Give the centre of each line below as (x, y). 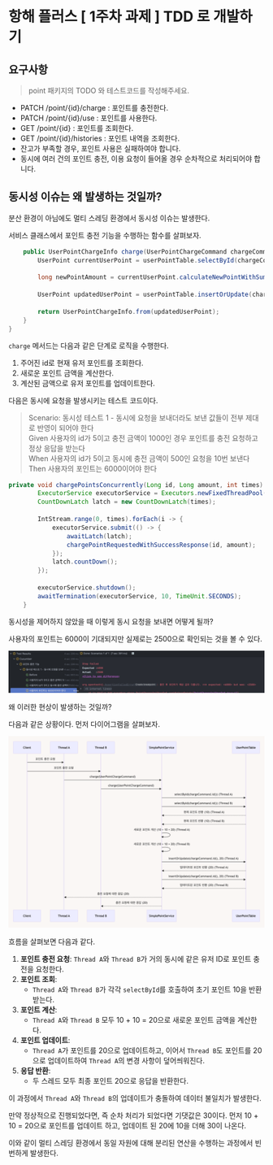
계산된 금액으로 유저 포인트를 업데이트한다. (88, 383)
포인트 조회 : (39, 980)
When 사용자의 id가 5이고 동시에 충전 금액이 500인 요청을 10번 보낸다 (139, 458)
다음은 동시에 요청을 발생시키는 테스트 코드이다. (83, 400)
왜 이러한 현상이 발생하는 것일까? (60, 707)
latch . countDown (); (84, 562)
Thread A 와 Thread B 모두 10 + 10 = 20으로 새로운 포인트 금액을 (134, 1020)
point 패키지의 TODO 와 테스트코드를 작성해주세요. (108, 91)
